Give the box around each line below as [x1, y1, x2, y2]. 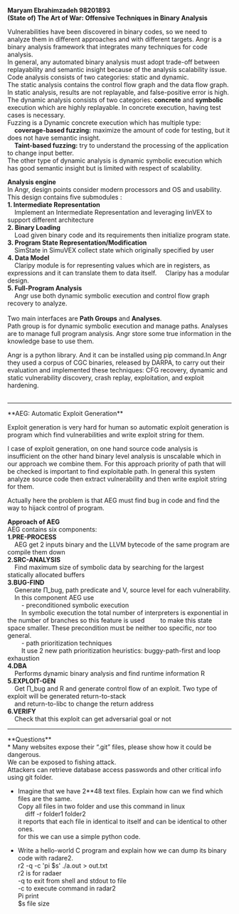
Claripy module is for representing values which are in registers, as [14, 261, 211, 270]
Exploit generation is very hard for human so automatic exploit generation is [7, 423, 230, 431]
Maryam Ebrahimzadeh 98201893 [7, 6, 110, 14]
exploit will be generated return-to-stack [7, 692, 127, 700]
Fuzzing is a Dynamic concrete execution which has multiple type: [7, 118, 201, 127]
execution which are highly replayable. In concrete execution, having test [7, 103, 222, 111]
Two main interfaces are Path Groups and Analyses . [7, 314, 162, 323]
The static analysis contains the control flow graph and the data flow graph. [7, 81, 229, 88]
